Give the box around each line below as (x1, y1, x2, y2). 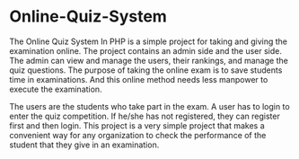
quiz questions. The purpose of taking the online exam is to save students (9, 65, 283, 75)
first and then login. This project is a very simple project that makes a (9, 119, 265, 131)
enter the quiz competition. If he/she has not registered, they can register (9, 110, 280, 121)
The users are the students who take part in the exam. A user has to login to (9, 101, 290, 111)
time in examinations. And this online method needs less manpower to (9, 74, 268, 84)
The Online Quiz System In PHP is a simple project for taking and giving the (9, 36, 287, 47)
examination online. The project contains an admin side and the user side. (9, 45, 283, 56)
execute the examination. (9, 84, 102, 94)
